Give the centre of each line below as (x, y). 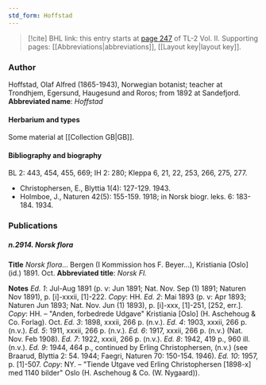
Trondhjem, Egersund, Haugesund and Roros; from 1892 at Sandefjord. (124, 93)
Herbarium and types (44, 119)
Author (22, 67)
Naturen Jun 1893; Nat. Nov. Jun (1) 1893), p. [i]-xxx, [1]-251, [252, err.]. (126, 306)
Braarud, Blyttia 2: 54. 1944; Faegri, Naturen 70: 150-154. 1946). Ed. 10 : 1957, (133, 356)
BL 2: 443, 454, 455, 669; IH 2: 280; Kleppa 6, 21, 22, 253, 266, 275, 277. (128, 173)
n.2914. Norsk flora (41, 244)
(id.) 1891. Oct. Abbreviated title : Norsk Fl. (77, 273)
